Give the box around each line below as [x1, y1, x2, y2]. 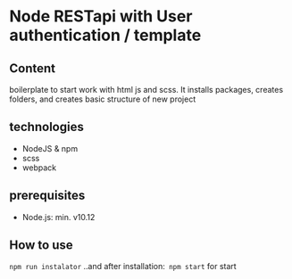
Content [9, 61, 56, 76]
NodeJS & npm [21, 143, 79, 153]
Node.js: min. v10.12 [21, 211, 96, 222]
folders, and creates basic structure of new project [9, 94, 196, 104]
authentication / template [9, 25, 202, 45]
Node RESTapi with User [9, 6, 193, 27]
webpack [21, 162, 56, 173]
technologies [9, 119, 85, 135]
